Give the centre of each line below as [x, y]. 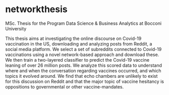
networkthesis [36, 9]
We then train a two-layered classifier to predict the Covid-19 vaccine [77, 60]
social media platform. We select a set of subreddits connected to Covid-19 [83, 49]
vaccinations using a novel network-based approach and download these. [82, 55]
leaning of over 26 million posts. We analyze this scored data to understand [84, 65]
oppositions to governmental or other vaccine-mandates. [65, 86]
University [16, 28]
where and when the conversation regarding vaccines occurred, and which [83, 70]
